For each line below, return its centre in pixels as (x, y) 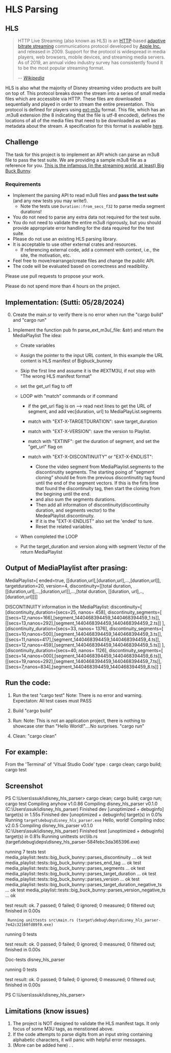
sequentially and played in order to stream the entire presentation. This (80, 104)
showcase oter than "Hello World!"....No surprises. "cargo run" (78, 726)
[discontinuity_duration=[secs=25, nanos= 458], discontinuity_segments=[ (83, 612)
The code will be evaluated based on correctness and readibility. (81, 266)
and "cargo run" (30, 320)
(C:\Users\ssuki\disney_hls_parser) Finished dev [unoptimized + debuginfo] (85, 809)
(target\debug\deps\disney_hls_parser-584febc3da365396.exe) (72, 842)
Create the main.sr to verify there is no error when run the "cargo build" (88, 315)
